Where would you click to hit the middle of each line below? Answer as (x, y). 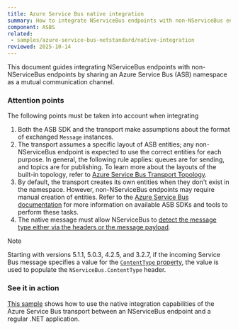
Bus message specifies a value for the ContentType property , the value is (113, 262)
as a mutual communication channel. (61, 82)
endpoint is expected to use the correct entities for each (140, 152)
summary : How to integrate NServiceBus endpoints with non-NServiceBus (115, 21)
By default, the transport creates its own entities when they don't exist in (124, 182)
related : (20, 34)
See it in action (33, 288)
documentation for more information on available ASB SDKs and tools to (123, 205)
